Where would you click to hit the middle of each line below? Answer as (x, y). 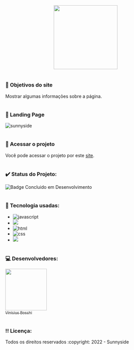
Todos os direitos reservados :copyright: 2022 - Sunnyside (67, 342)
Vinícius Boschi (19, 313)
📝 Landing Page (25, 115)
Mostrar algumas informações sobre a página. (54, 96)
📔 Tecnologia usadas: (32, 206)
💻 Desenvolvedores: (32, 259)
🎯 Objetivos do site (29, 85)
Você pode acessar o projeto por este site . (50, 155)
